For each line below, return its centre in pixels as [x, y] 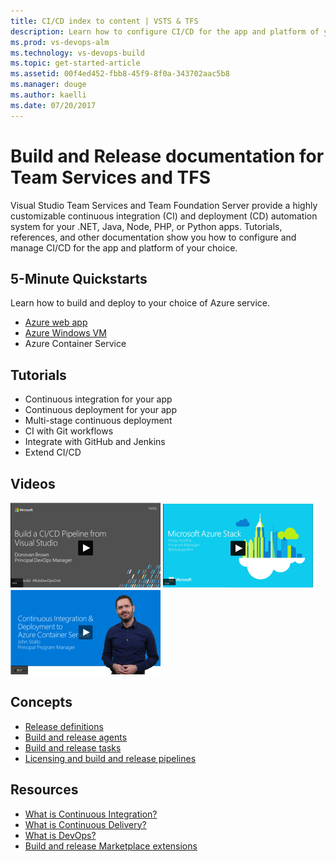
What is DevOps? [60, 835]
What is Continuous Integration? [91, 814]
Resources [44, 790]
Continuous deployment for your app [100, 410]
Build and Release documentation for [167, 156]
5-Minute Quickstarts [79, 278]
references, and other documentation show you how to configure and [153, 237]
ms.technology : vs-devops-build [77, 53]
